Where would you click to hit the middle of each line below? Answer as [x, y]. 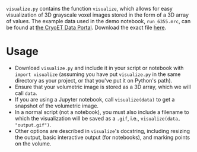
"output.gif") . [33, 125]
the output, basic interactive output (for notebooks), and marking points [102, 137]
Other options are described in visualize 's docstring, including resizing [102, 131]
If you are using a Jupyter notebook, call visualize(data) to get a [95, 99]
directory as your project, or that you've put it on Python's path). [93, 80]
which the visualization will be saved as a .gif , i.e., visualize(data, [98, 118]
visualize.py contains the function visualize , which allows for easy [90, 9]
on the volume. [33, 143]
